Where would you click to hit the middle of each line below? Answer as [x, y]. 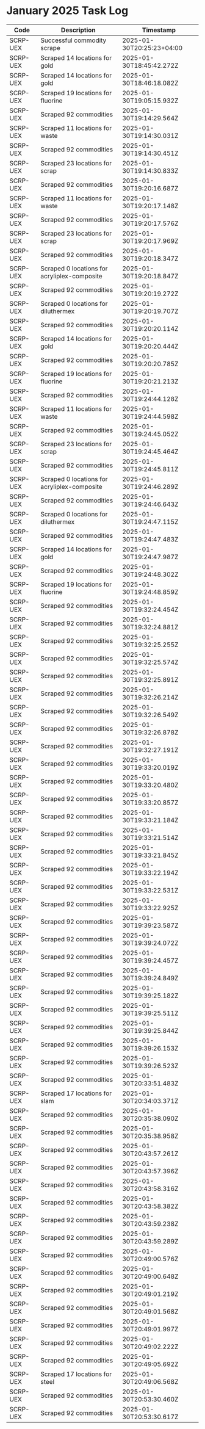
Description [78, 30]
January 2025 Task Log [67, 11]
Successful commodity [74, 40]
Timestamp [159, 30]
